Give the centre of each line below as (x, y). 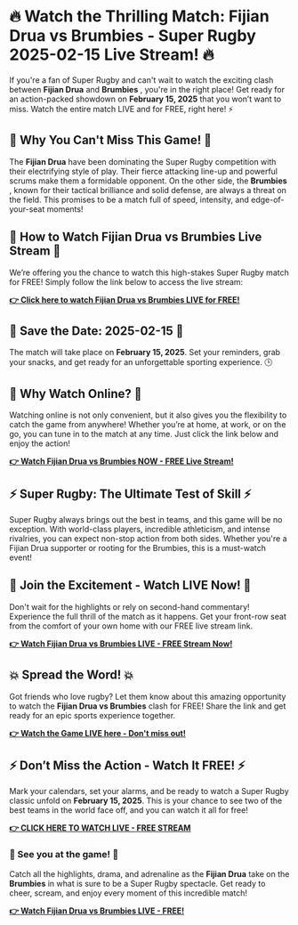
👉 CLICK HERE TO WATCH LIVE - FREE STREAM (100, 828)
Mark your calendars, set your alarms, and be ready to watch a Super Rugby (149, 791)
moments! (65, 209)
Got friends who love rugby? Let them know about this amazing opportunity (148, 696)
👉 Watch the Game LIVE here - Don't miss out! (98, 733)
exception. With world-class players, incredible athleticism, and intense (140, 529)
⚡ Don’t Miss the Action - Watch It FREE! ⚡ (128, 766)
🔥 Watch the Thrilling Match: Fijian (139, 16)
